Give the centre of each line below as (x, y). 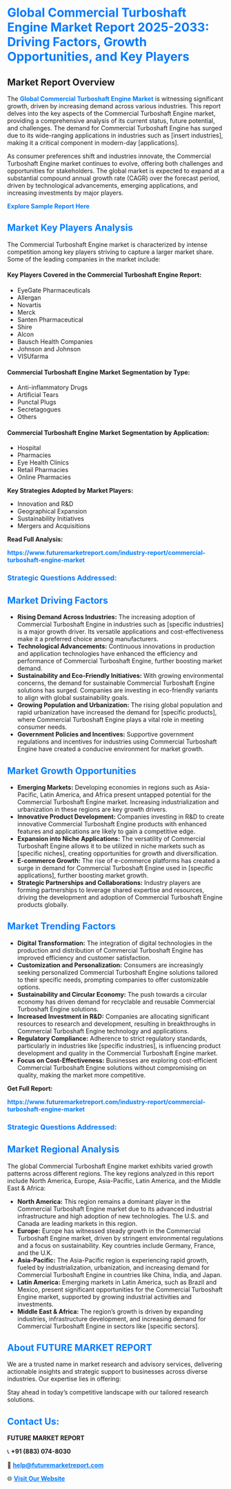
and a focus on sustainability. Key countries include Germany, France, (116, 1245)
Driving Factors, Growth (77, 42)
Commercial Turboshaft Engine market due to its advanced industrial (114, 1209)
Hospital (29, 448)
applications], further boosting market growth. (83, 875)
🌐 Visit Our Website (36, 1479)
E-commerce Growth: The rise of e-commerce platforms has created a (119, 860)
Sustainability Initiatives (51, 518)
